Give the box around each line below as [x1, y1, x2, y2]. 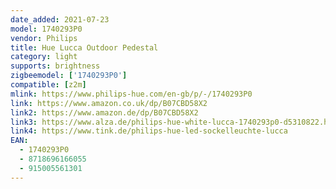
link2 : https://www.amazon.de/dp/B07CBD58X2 [10, 107, 199, 118]
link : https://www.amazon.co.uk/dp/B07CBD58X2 [10, 98, 208, 108]
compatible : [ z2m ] [10, 80, 87, 90]
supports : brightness [10, 61, 101, 71]
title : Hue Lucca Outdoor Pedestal [10, 42, 159, 53]
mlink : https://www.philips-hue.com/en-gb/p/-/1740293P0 [10, 89, 253, 99]
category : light [10, 52, 78, 62]
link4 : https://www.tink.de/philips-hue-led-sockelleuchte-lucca [10, 126, 288, 136]
